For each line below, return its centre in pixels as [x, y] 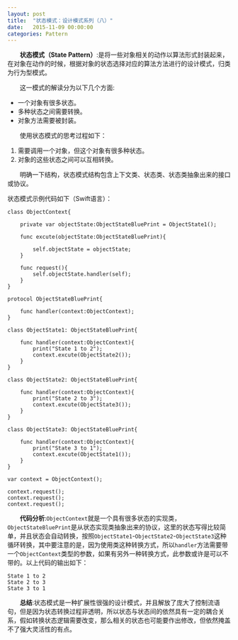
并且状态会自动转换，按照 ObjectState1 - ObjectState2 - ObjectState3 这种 [123, 536]
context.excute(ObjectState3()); [82, 405]
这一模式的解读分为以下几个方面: [68, 88]
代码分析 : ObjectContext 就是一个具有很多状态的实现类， [101, 519]
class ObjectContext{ [39, 212]
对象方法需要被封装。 [49, 121]
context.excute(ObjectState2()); [82, 355]
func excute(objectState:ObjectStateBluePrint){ [93, 237]
